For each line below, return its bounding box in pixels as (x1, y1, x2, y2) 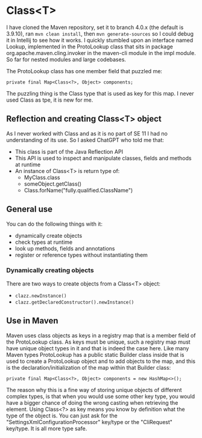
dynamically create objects (14, 232, 83, 239)
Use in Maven (6, 316, 58, 326)
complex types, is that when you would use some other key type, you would (6, 393, 195, 400)
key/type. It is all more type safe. (6, 425, 87, 432)
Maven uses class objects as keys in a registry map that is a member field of (6, 332, 196, 339)
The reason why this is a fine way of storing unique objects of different (6, 386, 182, 393)
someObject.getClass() (24, 180, 82, 188)
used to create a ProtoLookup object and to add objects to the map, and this (6, 358, 196, 365)
